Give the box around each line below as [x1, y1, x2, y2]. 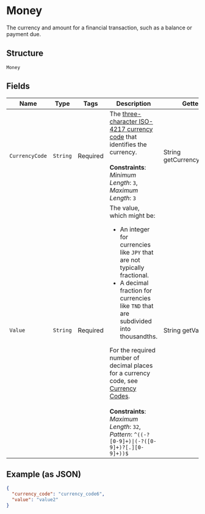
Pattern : [109, 430, 133, 438]
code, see [109, 376, 138, 385]
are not [120, 255, 140, 264]
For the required [109, 346, 156, 354]
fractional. [120, 270, 149, 279]
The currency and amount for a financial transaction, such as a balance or [6, 24, 192, 31]
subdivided [120, 316, 153, 325]
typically [120, 263, 145, 272]
